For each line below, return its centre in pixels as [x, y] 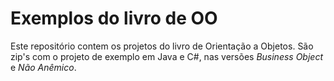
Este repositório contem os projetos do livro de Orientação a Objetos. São [162, 46]
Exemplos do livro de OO [114, 18]
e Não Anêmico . [43, 67]
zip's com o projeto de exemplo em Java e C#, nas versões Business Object [166, 56]
